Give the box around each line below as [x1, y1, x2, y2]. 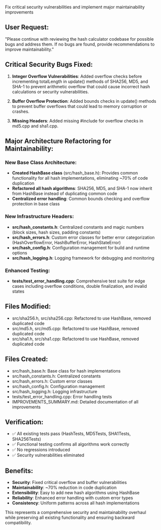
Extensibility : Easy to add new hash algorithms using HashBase [12, 490, 140, 496]
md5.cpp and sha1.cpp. [12, 123, 59, 129]
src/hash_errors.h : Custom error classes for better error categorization [12, 234, 155, 240]
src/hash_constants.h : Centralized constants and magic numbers [12, 224, 144, 230]
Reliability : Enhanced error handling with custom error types [12, 495, 133, 501]
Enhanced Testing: [5, 267, 50, 274]
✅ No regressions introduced [12, 447, 70, 452]
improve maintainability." [5, 46, 54, 52]
